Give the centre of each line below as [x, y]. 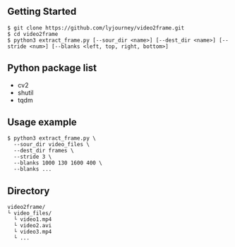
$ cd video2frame [33, 34]
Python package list [52, 68]
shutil [25, 92]
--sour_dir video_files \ [52, 145]
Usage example [42, 122]
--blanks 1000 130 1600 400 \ [58, 163]
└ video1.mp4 [33, 219]
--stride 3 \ [33, 157]
